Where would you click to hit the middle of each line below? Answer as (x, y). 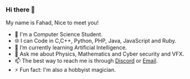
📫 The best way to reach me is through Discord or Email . (86, 61)
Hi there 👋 (21, 10)
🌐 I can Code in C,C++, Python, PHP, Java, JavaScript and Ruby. (95, 41)
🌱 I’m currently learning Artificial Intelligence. (71, 48)
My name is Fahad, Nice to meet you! (52, 23)
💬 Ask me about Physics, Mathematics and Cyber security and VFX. (99, 54)
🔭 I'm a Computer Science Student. (58, 34)
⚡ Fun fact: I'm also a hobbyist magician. (65, 70)
